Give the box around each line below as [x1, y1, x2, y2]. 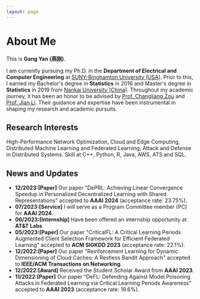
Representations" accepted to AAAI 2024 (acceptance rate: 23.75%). [14, 197, 187, 204]
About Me [6, 34, 56, 48]
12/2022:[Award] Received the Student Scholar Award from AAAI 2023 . [14, 267, 195, 274]
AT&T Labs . [14, 222, 44, 230]
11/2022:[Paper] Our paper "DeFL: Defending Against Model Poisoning [14, 273, 190, 280]
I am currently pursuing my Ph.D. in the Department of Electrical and [6, 67, 177, 74]
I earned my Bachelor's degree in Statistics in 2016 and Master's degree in [6, 80, 192, 87]
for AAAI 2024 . [14, 210, 54, 217]
